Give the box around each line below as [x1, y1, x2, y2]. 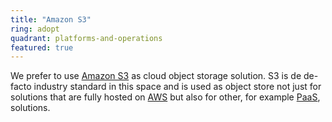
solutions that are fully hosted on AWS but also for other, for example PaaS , [10, 91, 321, 103]
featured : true [10, 42, 74, 53]
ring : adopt [10, 24, 60, 34]
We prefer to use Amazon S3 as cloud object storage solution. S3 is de [10, 70, 302, 82]
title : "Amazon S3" [10, 14, 92, 25]
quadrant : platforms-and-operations [10, 33, 163, 43]
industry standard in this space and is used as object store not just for [33, 81, 322, 93]
